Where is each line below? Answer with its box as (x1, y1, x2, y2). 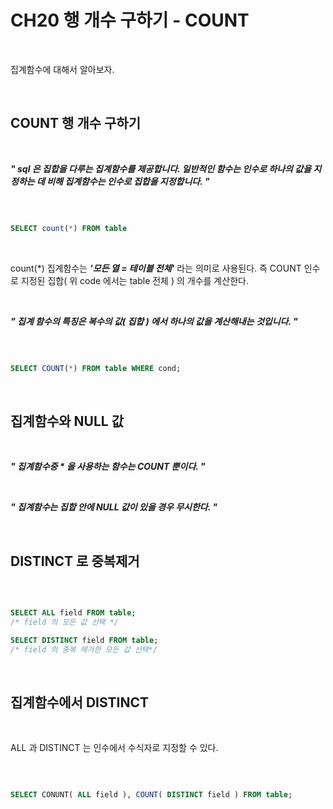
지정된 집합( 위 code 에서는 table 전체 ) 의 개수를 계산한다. (20, 274, 249, 286)
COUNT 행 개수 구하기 (10, 115, 141, 132)
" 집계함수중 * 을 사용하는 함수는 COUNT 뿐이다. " (10, 461, 206, 473)
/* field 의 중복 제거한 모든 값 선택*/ (10, 644, 158, 655)
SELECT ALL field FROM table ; (10, 608, 137, 618)
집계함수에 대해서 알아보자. (10, 63, 115, 75)
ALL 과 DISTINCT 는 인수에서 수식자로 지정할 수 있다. (10, 742, 219, 754)
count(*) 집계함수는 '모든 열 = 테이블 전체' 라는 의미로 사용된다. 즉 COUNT (10, 262, 302, 274)
